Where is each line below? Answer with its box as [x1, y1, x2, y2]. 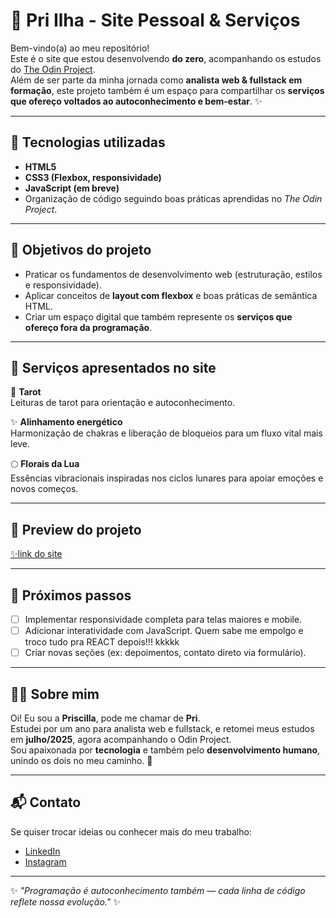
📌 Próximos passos [10, 587, 132, 604]
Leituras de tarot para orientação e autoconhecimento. [10, 397, 236, 409]
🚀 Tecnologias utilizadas [10, 134, 166, 151]
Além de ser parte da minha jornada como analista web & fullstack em [10, 74, 303, 86]
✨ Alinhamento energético [10, 416, 123, 428]
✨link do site [10, 548, 63, 560]
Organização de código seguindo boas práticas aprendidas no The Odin [24, 192, 323, 204]
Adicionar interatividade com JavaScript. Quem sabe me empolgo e [24, 625, 304, 637]
